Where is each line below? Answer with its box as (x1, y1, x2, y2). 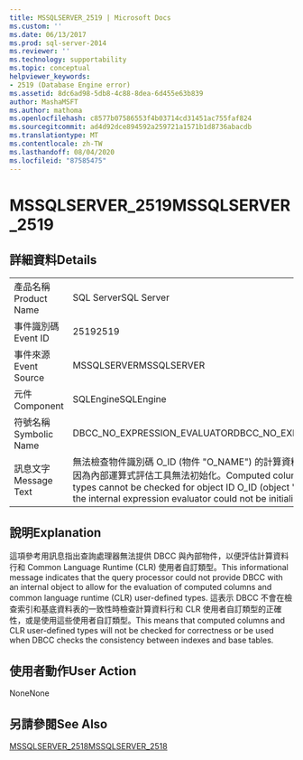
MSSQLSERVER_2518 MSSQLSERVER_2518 (9, 740, 169, 751)
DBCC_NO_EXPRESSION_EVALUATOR (72, 427, 234, 439)
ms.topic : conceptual (9, 64, 91, 73)
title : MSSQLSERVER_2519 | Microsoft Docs (9, 13, 171, 23)
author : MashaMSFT (9, 97, 78, 107)
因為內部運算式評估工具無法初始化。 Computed (72, 469, 271, 482)
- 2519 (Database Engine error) (9, 80, 131, 89)
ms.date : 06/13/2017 (9, 30, 87, 39)
